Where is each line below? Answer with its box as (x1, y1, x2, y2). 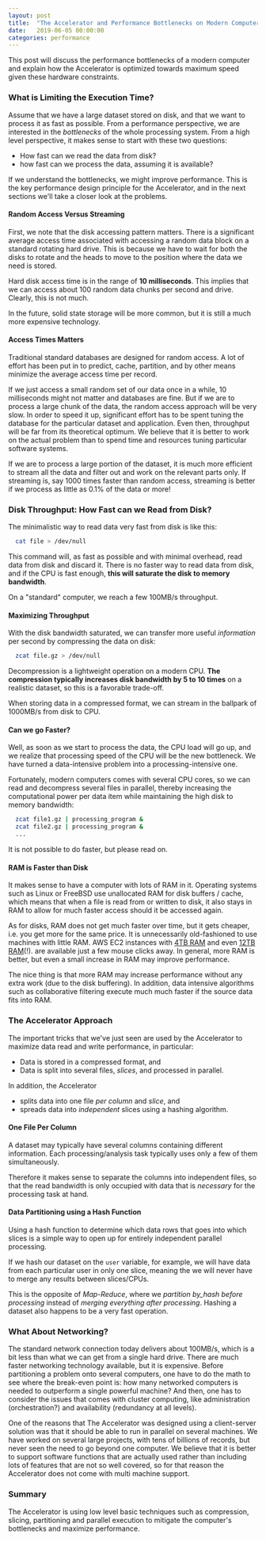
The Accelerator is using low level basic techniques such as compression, (8, 1507, 249, 1516)
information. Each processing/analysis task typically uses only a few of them (8, 1149, 258, 1158)
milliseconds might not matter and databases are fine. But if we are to (8, 393, 235, 403)
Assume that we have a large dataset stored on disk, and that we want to (8, 110, 245, 120)
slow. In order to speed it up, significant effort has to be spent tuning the (8, 410, 244, 419)
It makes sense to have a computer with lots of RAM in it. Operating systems (8, 881, 257, 890)
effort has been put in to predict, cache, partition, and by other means (8, 361, 236, 370)
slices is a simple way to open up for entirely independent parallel (8, 1233, 222, 1243)
